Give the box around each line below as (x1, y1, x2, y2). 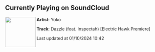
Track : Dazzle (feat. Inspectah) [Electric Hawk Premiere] (36, 26, 151, 32)
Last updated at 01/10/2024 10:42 (36, 35, 104, 41)
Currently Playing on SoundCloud (5, 4, 110, 12)
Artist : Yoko (36, 16, 61, 22)
